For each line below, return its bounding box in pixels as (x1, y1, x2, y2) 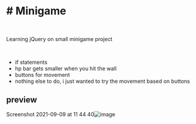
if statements (14, 58, 48, 66)
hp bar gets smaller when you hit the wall (14, 64, 117, 72)
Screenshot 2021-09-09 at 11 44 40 (6, 110, 95, 117)
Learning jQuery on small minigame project (6, 35, 113, 42)
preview (6, 95, 37, 105)
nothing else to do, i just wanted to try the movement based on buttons (14, 77, 191, 85)
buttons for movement (14, 71, 70, 78)
